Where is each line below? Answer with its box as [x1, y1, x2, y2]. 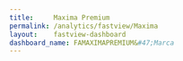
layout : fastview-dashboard [9, 30, 126, 39]
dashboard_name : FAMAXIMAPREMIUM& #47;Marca [9, 38, 175, 48]
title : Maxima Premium [9, 13, 110, 22]
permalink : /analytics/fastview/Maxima [9, 22, 159, 30]
